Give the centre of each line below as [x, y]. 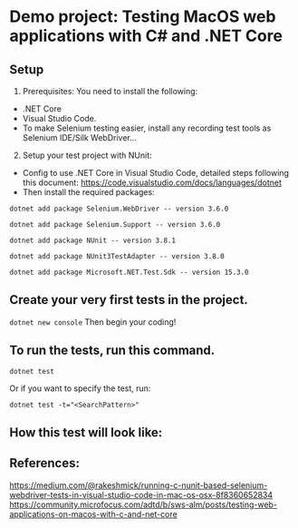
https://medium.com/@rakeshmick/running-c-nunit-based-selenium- [139, 485]
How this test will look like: [86, 433]
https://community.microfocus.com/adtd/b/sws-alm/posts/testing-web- [144, 504]
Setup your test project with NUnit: [87, 155]
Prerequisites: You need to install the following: [110, 91]
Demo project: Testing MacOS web [143, 17]
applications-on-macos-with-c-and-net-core [94, 513]
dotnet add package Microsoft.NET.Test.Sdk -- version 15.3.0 [129, 272]
